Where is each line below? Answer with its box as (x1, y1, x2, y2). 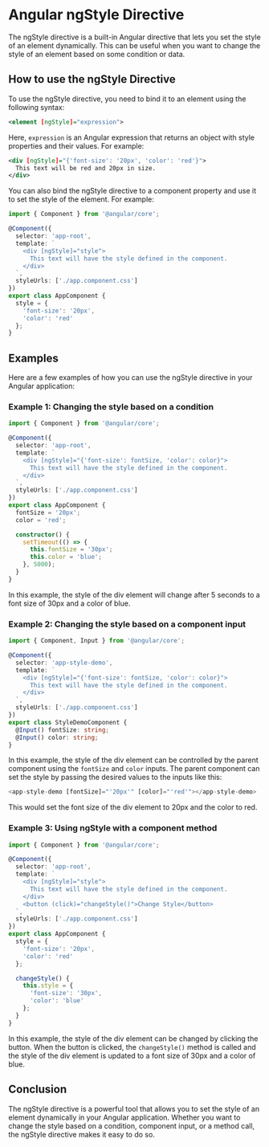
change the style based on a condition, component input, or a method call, (8, 1120, 255, 1130)
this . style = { (22, 982, 74, 990)
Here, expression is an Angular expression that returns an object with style (8, 133, 255, 142)
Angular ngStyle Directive (8, 6, 185, 24)
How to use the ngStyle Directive (8, 72, 177, 86)
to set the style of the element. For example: (8, 194, 154, 204)
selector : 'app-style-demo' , (15, 659, 113, 667)
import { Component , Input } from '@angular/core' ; (8, 637, 185, 645)
